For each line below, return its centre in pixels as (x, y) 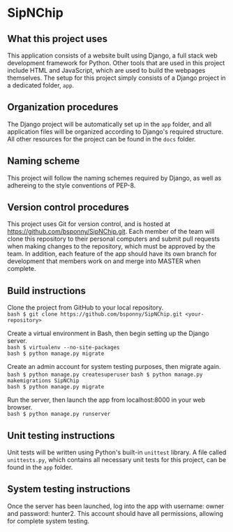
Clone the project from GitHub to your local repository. (85, 308)
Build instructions (46, 291)
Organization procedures (63, 107)
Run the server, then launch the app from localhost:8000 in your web (106, 400)
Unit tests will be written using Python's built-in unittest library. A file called (117, 452)
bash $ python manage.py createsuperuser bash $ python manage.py (105, 375)
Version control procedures (68, 208)
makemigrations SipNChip (43, 381)
